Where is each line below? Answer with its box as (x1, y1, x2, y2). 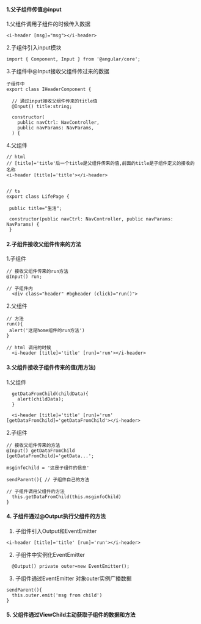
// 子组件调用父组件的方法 (6, 488, 65, 495)
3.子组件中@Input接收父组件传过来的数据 (6, 68, 110, 75)
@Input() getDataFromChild (6, 448, 75, 454)
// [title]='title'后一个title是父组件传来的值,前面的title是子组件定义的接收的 (6, 161, 195, 167)
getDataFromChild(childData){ (12, 391, 89, 397)
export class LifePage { (6, 194, 70, 200)
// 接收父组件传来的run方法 (6, 269, 68, 275)
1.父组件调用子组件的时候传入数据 (6, 20, 90, 27)
